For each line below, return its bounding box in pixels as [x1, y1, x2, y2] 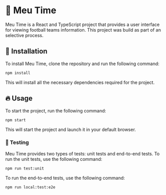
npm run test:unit [5, 165, 44, 171]
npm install [5, 70, 30, 75]
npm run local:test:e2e [5, 184, 56, 190]
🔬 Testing [5, 139, 29, 146]
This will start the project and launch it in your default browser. [5, 126, 136, 132]
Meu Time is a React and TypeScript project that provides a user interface [5, 21, 160, 27]
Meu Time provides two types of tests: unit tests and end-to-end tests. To [5, 150, 160, 157]
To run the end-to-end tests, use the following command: [5, 175, 125, 181]
